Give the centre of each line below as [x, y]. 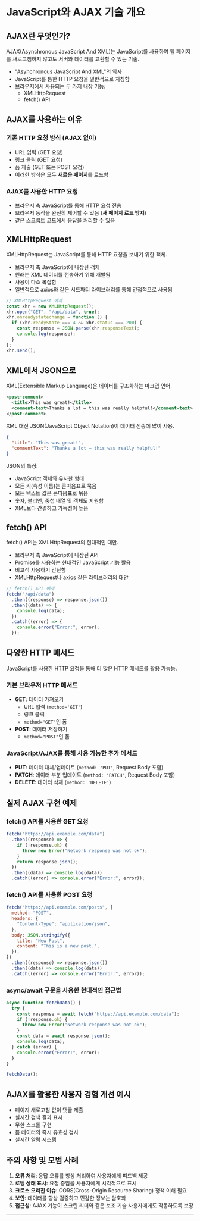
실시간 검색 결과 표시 [39, 1117]
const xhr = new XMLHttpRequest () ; [50, 306]
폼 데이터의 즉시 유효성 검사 [47, 1132]
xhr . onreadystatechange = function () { [57, 317]
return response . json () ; [48, 862]
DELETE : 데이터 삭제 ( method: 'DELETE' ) [63, 782]
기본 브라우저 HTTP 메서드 [42, 685]
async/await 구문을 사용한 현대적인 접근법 [64, 990]
